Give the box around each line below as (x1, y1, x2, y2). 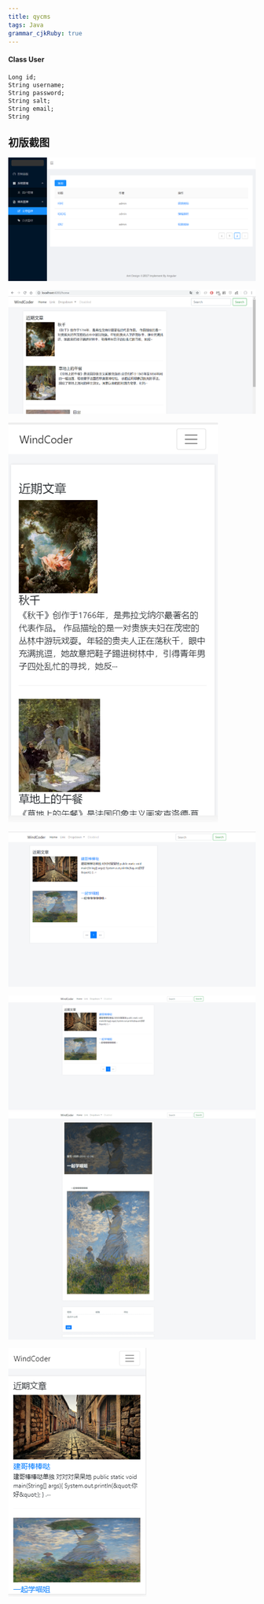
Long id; (8, 73, 37, 81)
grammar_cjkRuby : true (8, 29, 82, 37)
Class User (8, 54, 45, 64)
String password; (8, 89, 65, 97)
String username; (8, 81, 65, 89)
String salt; (8, 97, 51, 105)
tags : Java (8, 20, 44, 29)
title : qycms (8, 13, 51, 20)
